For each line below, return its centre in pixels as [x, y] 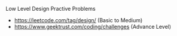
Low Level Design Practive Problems [51, 9]
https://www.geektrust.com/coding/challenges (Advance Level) [93, 27]
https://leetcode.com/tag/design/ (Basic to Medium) [78, 20]
